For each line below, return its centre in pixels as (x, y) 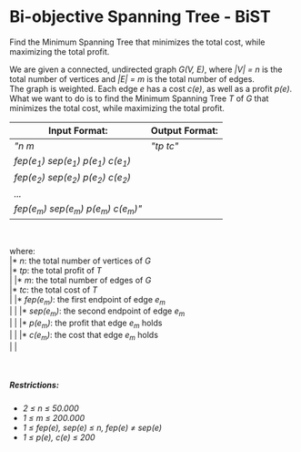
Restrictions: (34, 385)
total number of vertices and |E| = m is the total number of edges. (132, 78)
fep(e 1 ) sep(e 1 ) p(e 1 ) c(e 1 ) (73, 162)
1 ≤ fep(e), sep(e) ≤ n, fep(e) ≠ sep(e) (92, 427)
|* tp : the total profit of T (56, 270)
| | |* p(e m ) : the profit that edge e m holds (86, 324)
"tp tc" (165, 146)
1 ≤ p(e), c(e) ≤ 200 (59, 437)
